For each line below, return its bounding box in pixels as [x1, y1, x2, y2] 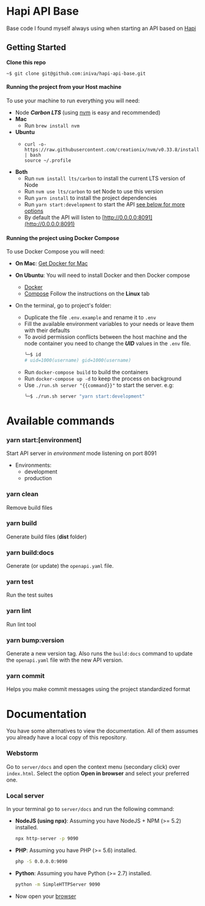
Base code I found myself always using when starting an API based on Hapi [6, 25, 196, 32]
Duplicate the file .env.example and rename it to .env [24, 314, 157, 321]
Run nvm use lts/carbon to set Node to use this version [24, 187, 164, 195]
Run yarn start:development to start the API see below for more [24, 200, 185, 208]
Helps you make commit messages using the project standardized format [6, 685, 190, 693]
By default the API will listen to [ [24, 213, 105, 221]
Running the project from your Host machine [6, 83, 122, 91]
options [24, 207, 44, 214]
